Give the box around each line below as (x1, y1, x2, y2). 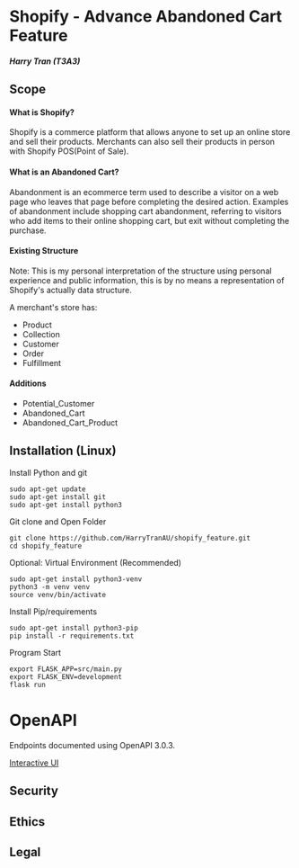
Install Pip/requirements (9, 605, 97, 617)
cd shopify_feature (9, 541, 83, 550)
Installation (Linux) (9, 443, 117, 459)
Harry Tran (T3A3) (9, 56, 81, 67)
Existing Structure (9, 246, 79, 256)
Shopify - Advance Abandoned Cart (9, 6, 283, 27)
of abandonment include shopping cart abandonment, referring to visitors (9, 205, 282, 217)
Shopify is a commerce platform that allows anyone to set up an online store (9, 127, 291, 138)
